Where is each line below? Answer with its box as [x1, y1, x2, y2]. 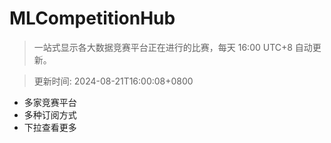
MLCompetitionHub [9, 7, 176, 30]
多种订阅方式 [23, 108, 77, 121]
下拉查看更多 [23, 121, 77, 133]
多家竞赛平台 [23, 96, 77, 108]
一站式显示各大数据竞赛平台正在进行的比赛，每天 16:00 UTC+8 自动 [33, 41, 313, 53]
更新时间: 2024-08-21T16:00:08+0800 [33, 75, 194, 87]
